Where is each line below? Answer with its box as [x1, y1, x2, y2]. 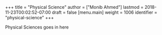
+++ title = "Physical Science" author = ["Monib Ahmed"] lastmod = [5, 4, 144, 10]
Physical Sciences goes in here [5, 24, 69, 30]
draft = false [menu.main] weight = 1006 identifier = [52, 9, 158, 15]
